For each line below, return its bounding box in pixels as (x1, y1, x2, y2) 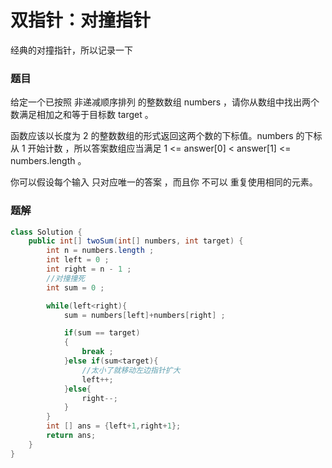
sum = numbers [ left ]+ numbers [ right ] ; (63, 310, 226, 320)
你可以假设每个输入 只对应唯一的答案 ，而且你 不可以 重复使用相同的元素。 (10, 176, 318, 188)
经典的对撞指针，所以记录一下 (10, 44, 133, 56)
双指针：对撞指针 (10, 9, 152, 32)
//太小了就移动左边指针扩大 (81, 365, 181, 375)
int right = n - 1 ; (46, 264, 132, 275)
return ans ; (46, 431, 97, 441)
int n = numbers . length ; (46, 246, 155, 256)
